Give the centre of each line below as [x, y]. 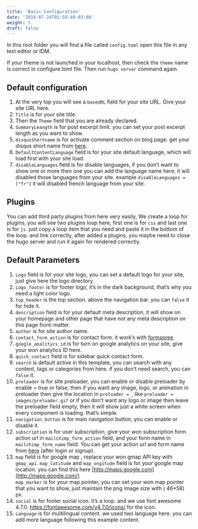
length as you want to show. [49, 133]
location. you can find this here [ [55, 469]
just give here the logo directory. [55, 280]
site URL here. [32, 108]
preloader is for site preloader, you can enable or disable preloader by [100, 381]
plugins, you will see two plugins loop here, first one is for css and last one [97, 222]
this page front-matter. [42, 325]
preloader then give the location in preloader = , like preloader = [94, 393]
